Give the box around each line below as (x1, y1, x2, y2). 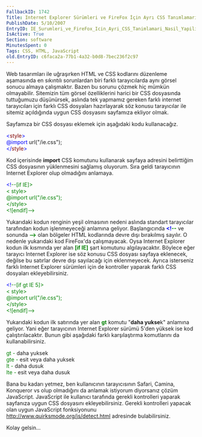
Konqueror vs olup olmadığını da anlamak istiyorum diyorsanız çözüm (6, 386, 179, 394)
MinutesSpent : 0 (6, 43, 47, 49)
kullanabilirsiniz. (6, 338, 46, 345)
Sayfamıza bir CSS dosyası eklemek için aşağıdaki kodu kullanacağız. (6, 120, 179, 127)
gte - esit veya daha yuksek (6, 356, 75, 363)
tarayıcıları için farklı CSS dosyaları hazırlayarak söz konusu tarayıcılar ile (6, 102, 186, 109)
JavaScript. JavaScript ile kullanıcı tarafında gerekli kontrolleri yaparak (6, 393, 180, 400)
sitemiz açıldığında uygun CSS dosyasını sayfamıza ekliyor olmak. (6, 108, 169, 116)
